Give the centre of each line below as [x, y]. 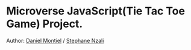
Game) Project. [45, 24]
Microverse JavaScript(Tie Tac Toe [96, 11]
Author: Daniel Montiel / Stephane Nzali [55, 40]
